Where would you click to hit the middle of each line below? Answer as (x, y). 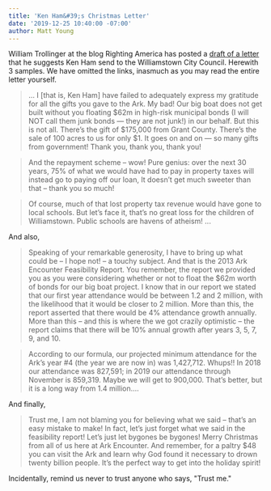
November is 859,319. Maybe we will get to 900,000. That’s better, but (145, 380)
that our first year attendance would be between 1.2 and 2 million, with (145, 295)
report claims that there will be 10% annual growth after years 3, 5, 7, (142, 330)
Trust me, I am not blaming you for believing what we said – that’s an (142, 420)
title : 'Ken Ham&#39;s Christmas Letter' (79, 16)
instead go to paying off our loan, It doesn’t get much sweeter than (140, 180)
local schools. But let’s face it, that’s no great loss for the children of (141, 213)
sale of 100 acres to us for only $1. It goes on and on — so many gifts (143, 138)
